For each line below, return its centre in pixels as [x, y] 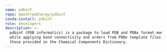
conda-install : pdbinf [29, 19]
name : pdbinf [19, 10]
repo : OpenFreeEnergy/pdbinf [35, 14]
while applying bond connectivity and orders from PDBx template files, [86, 38]
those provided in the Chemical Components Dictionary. [69, 42]
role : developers [23, 24]
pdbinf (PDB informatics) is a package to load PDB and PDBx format [82, 33]
